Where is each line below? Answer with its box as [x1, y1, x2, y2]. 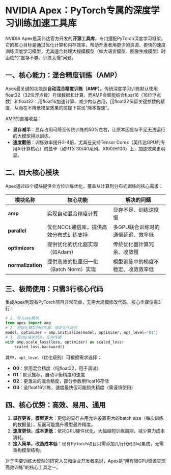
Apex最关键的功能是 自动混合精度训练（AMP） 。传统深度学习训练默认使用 [5, 85, 158, 92]
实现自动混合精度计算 [47, 210, 98, 217]
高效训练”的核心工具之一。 [5, 464, 61, 470]
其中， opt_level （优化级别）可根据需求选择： [5, 354, 102, 360]
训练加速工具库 [14, 17, 77, 29]
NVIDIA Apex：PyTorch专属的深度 [5, 5, 151, 16]
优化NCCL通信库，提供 [47, 223, 102, 231]
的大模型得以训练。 [12, 132, 53, 139]
